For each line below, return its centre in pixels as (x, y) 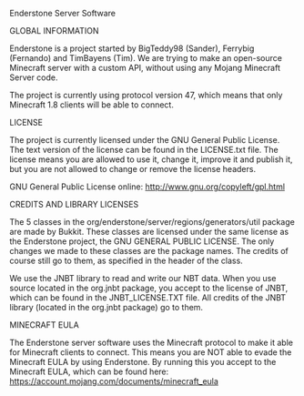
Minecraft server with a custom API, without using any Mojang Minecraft (145, 68)
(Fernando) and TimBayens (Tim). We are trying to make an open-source (146, 58)
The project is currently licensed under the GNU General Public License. (145, 140)
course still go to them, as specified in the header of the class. (126, 260)
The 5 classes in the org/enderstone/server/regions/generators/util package (152, 222)
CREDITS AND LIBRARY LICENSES (74, 204)
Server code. (34, 77)
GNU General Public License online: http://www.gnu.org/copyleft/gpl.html (147, 187)
